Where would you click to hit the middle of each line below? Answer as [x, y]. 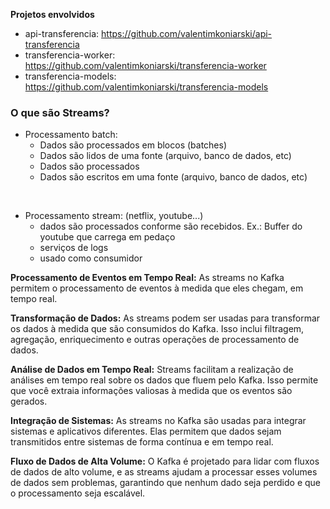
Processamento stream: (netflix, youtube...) [114, 216]
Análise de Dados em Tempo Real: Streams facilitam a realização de [152, 370]
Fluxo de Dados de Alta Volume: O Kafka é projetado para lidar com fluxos [165, 461]
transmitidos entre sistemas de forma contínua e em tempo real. [142, 442]
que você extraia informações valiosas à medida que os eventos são [151, 391]
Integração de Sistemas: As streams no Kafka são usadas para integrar [158, 421]
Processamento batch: [71, 135]
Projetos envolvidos [52, 14]
